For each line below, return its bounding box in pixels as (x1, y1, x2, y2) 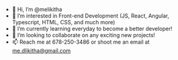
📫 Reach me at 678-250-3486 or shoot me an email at (12, 38, 150, 45)
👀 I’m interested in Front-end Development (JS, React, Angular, (12, 12, 169, 19)
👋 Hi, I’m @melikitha (12, 6, 63, 13)
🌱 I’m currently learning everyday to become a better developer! (12, 25, 173, 32)
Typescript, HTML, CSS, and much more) (12, 19, 115, 25)
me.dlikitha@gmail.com (12, 47, 71, 54)
